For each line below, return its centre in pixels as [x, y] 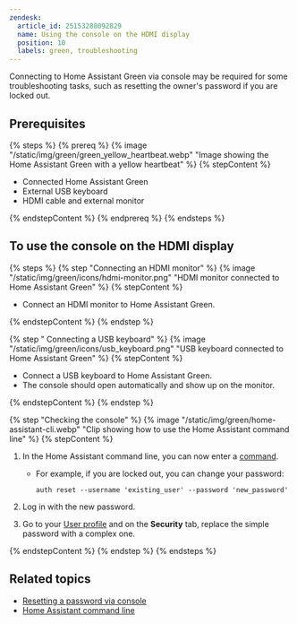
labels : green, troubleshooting [78, 51]
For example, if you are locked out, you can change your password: [160, 473]
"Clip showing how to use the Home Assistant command [186, 429]
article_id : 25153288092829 [70, 26]
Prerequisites [47, 123]
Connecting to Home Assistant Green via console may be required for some [148, 76]
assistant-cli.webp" [45, 429]
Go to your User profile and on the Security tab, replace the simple [146, 524]
